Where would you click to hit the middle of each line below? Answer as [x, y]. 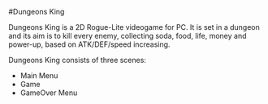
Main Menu [39, 75]
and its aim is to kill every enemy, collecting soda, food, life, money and [128, 36]
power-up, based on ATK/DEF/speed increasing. [89, 44]
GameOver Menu [49, 93]
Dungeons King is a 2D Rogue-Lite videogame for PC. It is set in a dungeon [134, 27]
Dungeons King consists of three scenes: [77, 60]
